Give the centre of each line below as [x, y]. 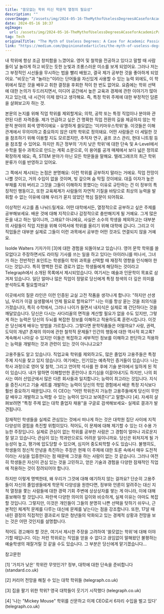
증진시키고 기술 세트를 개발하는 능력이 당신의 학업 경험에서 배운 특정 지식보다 [83, 385]
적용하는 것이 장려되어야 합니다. [40, 468]
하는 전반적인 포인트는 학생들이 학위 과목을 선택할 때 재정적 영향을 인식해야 [81, 260]
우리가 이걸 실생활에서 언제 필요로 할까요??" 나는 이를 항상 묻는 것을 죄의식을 [84, 301]
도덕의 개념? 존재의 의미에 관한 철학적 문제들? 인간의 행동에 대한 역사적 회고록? [80, 332]
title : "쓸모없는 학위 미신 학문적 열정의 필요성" [49, 10]
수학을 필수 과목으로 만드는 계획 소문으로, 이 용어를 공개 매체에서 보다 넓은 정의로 [82, 150]
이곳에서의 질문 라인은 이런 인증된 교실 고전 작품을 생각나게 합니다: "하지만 [76, 295]
